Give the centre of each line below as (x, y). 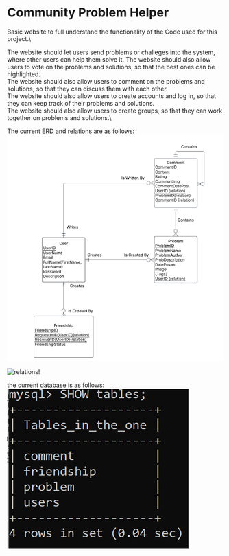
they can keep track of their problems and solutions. (81, 103)
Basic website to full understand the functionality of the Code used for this (112, 32)
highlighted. (24, 74)
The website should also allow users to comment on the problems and (106, 81)
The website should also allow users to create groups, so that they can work (115, 111)
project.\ (19, 38)
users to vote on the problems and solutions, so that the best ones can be (111, 67)
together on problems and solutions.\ (59, 117)
